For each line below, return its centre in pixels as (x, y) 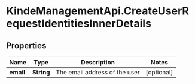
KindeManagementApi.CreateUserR (98, 11)
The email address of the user (98, 72)
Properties (26, 46)
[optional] (159, 72)
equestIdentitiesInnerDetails (79, 24)
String (41, 72)
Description (98, 62)
